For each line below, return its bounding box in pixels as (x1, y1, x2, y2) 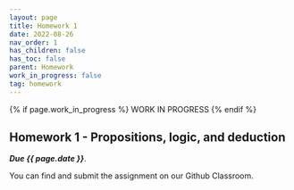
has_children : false (9, 46, 87, 55)
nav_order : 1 (9, 37, 58, 47)
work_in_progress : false (9, 71, 102, 80)
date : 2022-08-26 (9, 29, 74, 38)
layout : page (9, 12, 58, 22)
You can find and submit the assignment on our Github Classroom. (9, 170, 255, 181)
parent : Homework (9, 63, 74, 72)
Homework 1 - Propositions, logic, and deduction (9, 130, 286, 145)
